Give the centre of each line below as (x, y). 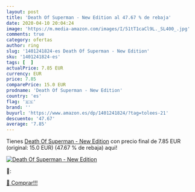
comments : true (25, 34)
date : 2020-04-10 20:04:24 (40, 23)
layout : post (23, 12)
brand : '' (19, 107)
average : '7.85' (27, 124)
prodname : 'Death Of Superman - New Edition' (64, 91)
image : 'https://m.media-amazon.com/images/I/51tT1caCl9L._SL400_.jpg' (98, 29)
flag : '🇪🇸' (21, 101)
